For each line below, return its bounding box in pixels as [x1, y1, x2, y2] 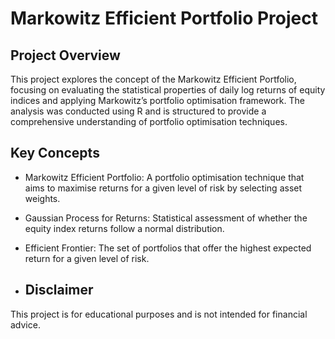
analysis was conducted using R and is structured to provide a [10, 105, 267, 117]
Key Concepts [10, 145, 100, 162]
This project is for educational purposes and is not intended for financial [10, 308, 308, 320]
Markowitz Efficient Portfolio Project [10, 7, 319, 30]
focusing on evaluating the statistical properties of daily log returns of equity [10, 84, 326, 96]
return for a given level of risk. [24, 252, 150, 264]
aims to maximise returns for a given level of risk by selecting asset [24, 182, 303, 194]
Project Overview [10, 47, 121, 64]
